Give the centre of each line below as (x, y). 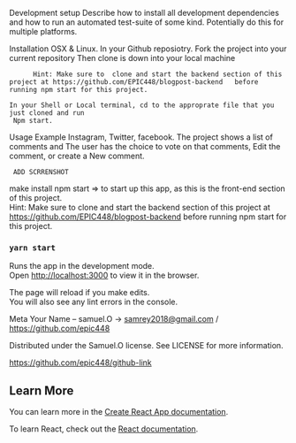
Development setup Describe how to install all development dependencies (144, 13)
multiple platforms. (43, 31)
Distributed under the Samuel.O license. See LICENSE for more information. (147, 346)
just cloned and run (47, 113)
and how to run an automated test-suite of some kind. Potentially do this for (147, 22)
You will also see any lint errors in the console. (94, 302)
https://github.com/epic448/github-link (80, 363)
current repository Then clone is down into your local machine (122, 58)
